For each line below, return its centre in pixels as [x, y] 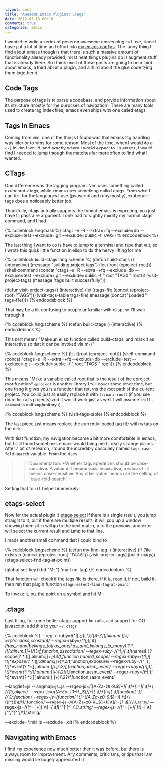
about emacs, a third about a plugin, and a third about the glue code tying [79, 68]
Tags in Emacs [27, 126]
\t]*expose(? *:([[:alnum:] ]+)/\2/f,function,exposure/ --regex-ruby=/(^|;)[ [78, 661]
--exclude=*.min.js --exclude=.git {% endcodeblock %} [61, 722]
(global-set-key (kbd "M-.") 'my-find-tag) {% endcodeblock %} [69, 570]
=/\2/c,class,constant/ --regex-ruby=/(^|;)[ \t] [51, 641]
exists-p [13, 555]
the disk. [14, 428]
